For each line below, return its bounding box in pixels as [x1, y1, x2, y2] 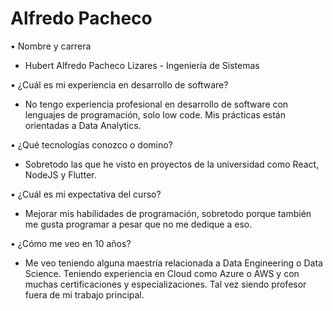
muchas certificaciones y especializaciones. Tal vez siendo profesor [24, 278, 307, 290]
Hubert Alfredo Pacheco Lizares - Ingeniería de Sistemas [24, 59, 260, 71]
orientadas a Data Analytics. [24, 119, 142, 131]
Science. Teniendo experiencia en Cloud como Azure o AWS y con [24, 267, 300, 279]
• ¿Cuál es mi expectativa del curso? [10, 188, 162, 200]
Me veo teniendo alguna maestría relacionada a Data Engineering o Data [24, 257, 323, 269]
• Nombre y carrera [10, 40, 92, 52]
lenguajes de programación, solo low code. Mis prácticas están [24, 108, 286, 121]
